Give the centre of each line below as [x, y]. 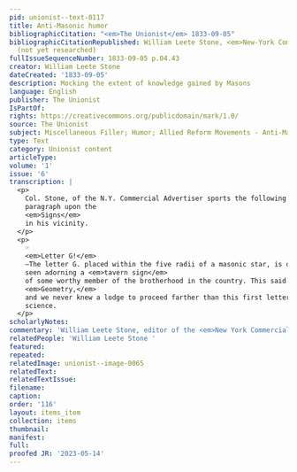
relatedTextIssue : [43, 380]
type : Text [29, 141]
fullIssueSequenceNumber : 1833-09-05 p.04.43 [94, 58]
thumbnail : [29, 429]
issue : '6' [29, 174]
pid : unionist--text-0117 [57, 17]
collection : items [43, 421]
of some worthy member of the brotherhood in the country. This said [156, 281]
